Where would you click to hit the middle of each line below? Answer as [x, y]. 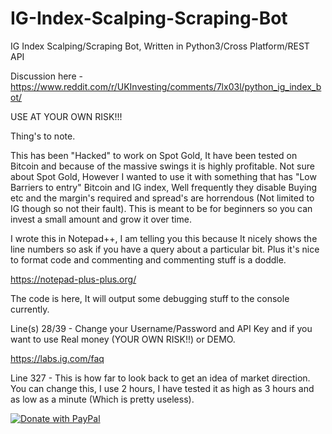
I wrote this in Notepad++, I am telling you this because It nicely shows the [164, 238]
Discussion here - [46, 76]
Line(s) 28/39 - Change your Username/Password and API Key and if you [161, 328]
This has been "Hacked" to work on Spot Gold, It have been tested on [154, 155]
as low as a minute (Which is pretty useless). [102, 399]
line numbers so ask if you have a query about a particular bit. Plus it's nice [165, 249]
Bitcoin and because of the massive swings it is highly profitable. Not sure [162, 166]
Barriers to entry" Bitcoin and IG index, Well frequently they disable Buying [163, 187]
